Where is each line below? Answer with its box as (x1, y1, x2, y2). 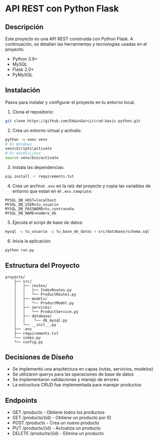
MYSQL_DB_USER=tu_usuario (5, 202, 58, 207)
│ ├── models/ (14, 296, 48, 301)
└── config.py (14, 339, 43, 344)
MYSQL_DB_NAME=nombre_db (5, 211, 56, 216)
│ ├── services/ (14, 305, 52, 310)
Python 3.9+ (12, 56, 38, 62)
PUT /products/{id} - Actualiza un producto (12, 425, 101, 431)
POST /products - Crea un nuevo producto (12, 420, 100, 426)
